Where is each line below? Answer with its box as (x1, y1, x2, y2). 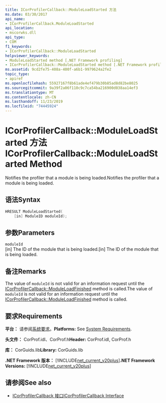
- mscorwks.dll (5, 30, 37, 35)
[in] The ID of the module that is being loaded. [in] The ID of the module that (5, 246, 159, 252)
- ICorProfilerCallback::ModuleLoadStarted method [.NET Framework (5, 62, 147, 67)
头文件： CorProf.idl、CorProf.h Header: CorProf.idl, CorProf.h (5, 336, 131, 342)
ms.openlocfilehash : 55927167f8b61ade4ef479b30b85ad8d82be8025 (5, 81, 138, 86)
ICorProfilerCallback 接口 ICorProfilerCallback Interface (12, 393, 124, 399)
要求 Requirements (5, 312, 63, 320)
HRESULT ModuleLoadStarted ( (5, 209, 63, 214)
